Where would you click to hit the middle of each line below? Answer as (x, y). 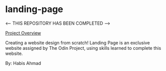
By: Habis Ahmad (23, 63)
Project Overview (23, 33)
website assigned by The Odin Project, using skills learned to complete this (83, 48)
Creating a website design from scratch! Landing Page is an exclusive (78, 43)
